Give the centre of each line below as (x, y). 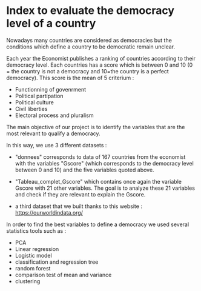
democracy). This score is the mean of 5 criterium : (70, 78)
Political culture (35, 102)
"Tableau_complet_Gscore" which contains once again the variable (98, 181)
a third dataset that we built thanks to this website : (78, 206)
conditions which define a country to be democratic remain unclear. (91, 47)
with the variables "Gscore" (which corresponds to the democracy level (104, 163)
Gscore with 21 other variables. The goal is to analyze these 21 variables (105, 188)
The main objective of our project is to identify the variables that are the (96, 127)
